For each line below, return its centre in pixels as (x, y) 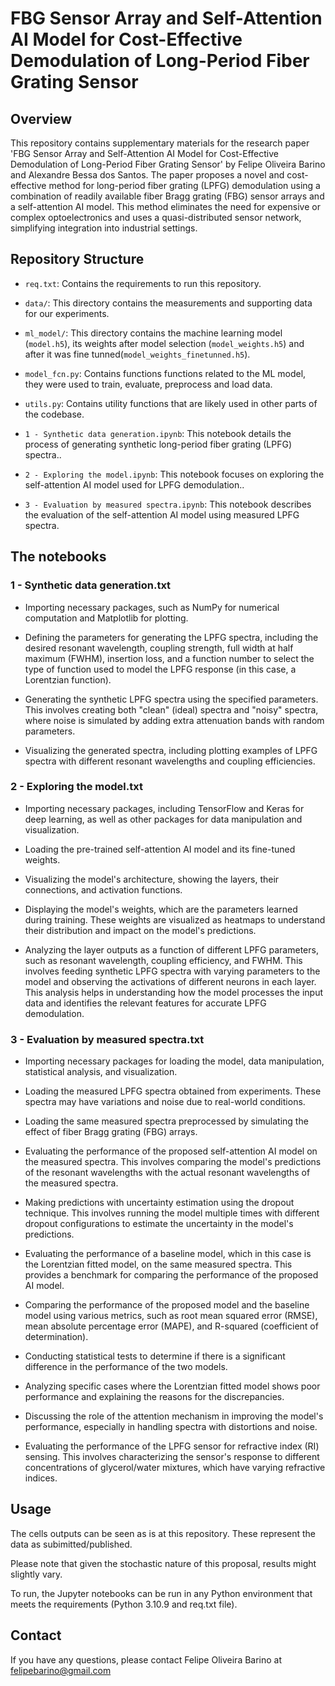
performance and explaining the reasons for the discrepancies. (154, 1397)
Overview (41, 118)
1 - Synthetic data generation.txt (91, 585)
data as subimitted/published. (71, 1544)
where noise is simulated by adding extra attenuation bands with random (174, 720)
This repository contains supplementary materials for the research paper (160, 143)
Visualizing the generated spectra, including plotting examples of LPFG (171, 750)
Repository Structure (77, 259)
